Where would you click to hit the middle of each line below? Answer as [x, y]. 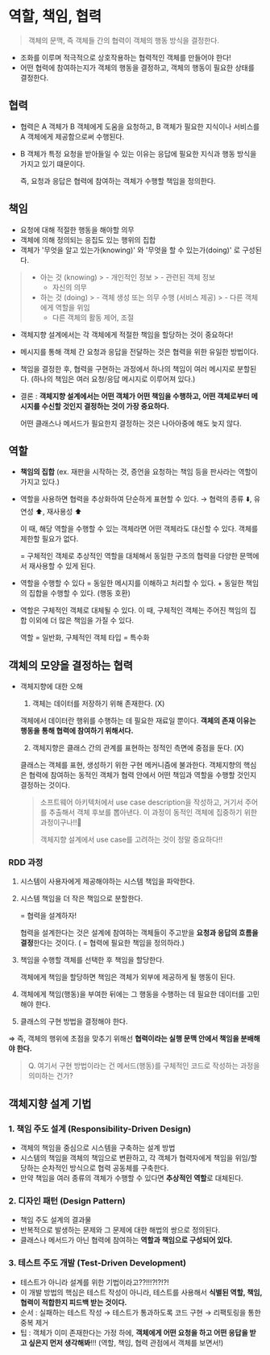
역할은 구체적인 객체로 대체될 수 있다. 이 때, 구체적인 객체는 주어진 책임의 [134, 610]
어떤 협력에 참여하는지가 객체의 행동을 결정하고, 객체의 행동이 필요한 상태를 [137, 67]
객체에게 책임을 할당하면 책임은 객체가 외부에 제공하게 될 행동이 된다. [127, 977]
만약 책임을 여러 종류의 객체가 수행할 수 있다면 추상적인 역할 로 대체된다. [131, 1178]
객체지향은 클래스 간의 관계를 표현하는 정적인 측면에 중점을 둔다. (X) [138, 748]
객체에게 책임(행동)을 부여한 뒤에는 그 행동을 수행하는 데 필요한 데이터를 [132, 994]
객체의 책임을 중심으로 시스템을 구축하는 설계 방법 [98, 1148]
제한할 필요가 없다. [49, 539]
